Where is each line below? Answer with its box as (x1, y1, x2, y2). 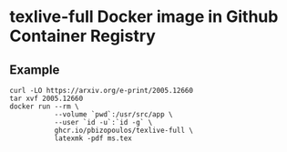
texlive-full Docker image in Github (9, 6, 279, 27)
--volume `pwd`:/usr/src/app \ (54, 110, 173, 119)
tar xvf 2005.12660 (9, 94, 84, 103)
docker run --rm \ (9, 102, 79, 111)
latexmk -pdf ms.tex (54, 134, 132, 143)
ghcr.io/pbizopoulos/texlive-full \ (54, 126, 194, 135)
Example (9, 62, 60, 77)
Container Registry (9, 25, 157, 46)
